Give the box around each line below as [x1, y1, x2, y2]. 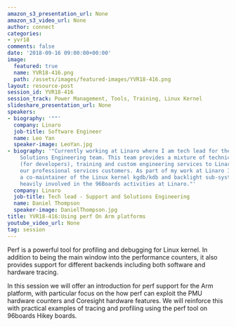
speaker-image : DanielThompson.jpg [13, 207, 118, 214]
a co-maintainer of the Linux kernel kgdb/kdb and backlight [20, 174, 202, 181]
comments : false [7, 43, 55, 50]
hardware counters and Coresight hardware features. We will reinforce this [7, 296, 223, 304]
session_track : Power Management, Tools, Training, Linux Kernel [7, 96, 202, 103]
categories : [7, 30, 42, 37]
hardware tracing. [7, 268, 59, 276]
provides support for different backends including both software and [7, 260, 206, 269]
